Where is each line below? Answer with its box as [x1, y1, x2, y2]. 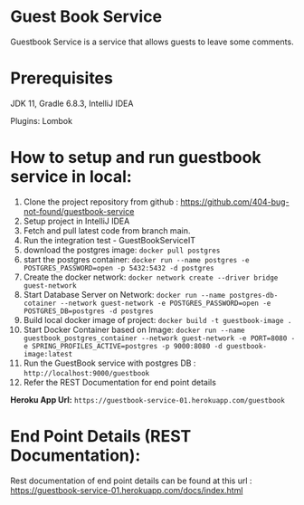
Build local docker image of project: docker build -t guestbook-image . [23, 314, 292, 325]
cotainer [23, 299, 57, 308]
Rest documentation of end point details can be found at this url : [10, 475, 252, 486]
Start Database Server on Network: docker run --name [23, 289, 225, 300]
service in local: [10, 167, 132, 187]
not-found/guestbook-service [23, 205, 135, 216]
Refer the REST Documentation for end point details [23, 376, 216, 387]
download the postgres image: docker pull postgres [23, 244, 221, 255]
